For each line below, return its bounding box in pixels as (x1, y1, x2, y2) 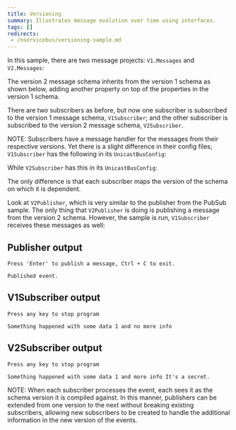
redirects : (7, 30, 40, 37)
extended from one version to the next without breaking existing (7, 400, 194, 409)
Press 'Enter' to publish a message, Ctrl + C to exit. (7, 260, 175, 267)
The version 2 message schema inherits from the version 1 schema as (7, 77, 211, 86)
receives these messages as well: (7, 221, 105, 230)
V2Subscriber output (7, 342, 102, 354)
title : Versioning (7, 10, 61, 18)
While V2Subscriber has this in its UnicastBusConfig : (7, 163, 158, 172)
